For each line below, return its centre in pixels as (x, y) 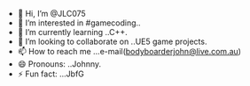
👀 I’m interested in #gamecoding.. (79, 23)
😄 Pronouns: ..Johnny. (59, 64)
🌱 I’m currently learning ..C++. (73, 32)
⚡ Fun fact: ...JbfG (51, 74)
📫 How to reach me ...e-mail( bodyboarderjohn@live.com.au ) (129, 51)
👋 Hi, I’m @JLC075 (51, 14)
